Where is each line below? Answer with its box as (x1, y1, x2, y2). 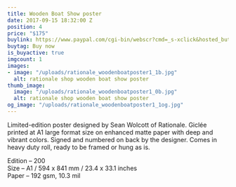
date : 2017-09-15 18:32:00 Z (7, 17, 93, 24)
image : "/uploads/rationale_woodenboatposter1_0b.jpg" (13, 88, 178, 95)
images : (7, 62, 30, 69)
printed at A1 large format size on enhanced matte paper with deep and (7, 127, 214, 137)
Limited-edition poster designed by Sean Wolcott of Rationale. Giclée (7, 120, 207, 129)
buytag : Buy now (7, 43, 55, 50)
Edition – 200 (7, 156, 46, 165)
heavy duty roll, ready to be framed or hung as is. (7, 143, 150, 151)
